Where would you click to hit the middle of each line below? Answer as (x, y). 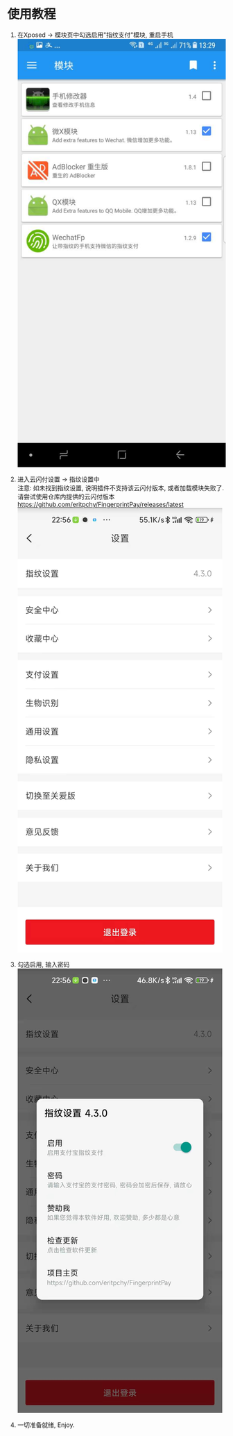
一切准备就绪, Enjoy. (46, 1425)
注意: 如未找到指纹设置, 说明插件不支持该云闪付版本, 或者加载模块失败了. (120, 488)
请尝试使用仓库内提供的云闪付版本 (66, 496)
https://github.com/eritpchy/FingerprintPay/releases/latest (100, 505)
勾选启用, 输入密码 (43, 965)
